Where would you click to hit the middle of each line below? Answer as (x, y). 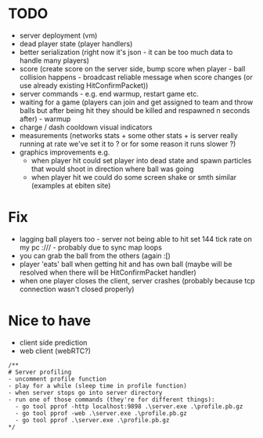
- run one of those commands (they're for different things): (112, 400)
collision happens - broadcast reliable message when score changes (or (136, 77)
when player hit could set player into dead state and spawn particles (141, 160)
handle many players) (54, 60)
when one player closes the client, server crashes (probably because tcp (137, 280)
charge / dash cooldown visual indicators (86, 127)
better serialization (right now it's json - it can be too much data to (126, 52)
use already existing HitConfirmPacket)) (84, 85)
